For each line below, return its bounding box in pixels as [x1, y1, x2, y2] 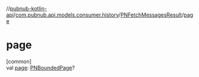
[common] [6, 57, 32, 65]
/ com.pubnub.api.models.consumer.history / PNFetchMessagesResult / [13, 11, 184, 18]
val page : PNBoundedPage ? [6, 64, 75, 71]
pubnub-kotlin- [10, 5, 47, 12]
